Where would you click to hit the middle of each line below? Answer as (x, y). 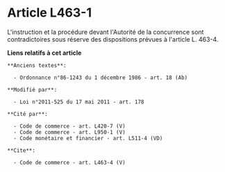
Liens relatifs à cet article (44, 53)
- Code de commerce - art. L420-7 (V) (70, 126)
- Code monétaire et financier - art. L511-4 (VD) (88, 138)
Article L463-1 (50, 13)
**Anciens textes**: (37, 65)
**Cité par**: (28, 114)
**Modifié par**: (32, 89)
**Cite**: (22, 150)
